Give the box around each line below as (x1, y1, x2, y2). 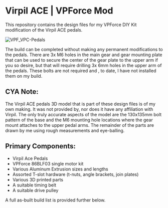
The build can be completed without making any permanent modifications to (5, 46, 163, 52)
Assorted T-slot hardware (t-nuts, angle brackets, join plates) (12, 171, 139, 177)
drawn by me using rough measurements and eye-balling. (5, 127, 125, 133)
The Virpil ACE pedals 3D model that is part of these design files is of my (5, 101, 155, 107)
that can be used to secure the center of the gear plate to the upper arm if (5, 57, 158, 63)
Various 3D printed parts (12, 176, 64, 182)
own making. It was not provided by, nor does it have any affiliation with (5, 106, 153, 112)
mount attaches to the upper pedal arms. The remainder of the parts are (5, 122, 154, 128)
